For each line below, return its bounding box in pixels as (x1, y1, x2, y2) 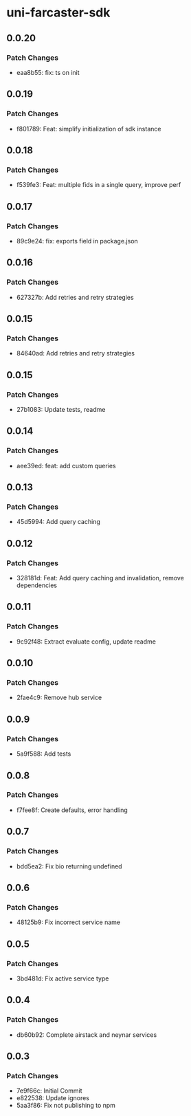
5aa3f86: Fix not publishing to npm (16, 1102, 116, 1110)
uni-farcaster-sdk (6, 5, 111, 21)
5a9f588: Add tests (16, 750, 71, 758)
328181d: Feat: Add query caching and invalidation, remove (16, 574, 185, 582)
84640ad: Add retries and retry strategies (16, 349, 135, 358)
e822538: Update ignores (16, 1094, 90, 1102)
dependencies (16, 581, 58, 589)
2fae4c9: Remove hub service (16, 693, 102, 702)
